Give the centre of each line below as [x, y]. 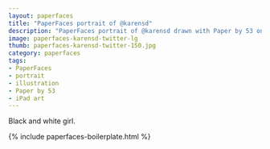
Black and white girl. [42, 121]
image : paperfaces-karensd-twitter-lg [73, 38]
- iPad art [27, 98]
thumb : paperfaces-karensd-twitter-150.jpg [82, 46]
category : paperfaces [45, 53]
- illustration [34, 83]
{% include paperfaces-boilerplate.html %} [80, 137]
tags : [17, 61]
